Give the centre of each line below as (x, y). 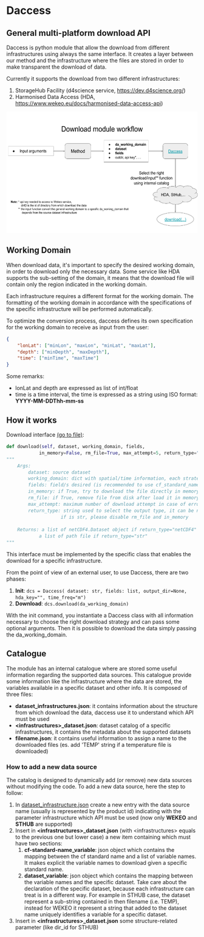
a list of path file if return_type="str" (93, 536)
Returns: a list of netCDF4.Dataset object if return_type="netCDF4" (107, 530)
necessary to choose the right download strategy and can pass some (93, 622)
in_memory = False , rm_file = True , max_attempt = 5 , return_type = (118, 453)
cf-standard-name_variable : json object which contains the (99, 850)
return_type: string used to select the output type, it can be (111, 511)
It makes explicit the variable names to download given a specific (106, 863)
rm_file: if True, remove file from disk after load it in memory (114, 498)
